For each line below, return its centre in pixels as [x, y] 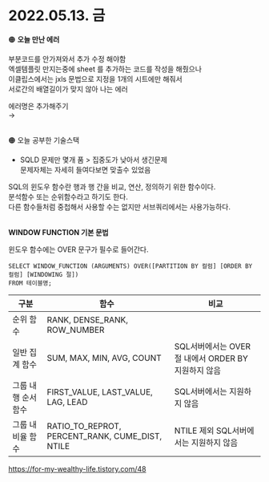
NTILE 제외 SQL [203, 431]
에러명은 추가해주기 [38, 106]
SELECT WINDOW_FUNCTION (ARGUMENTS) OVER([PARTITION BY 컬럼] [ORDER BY [130, 266]
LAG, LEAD [67, 402]
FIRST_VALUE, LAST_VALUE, [100, 391]
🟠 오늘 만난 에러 [34, 39]
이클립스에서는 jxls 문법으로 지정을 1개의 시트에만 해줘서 [95, 79]
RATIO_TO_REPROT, [84, 426]
